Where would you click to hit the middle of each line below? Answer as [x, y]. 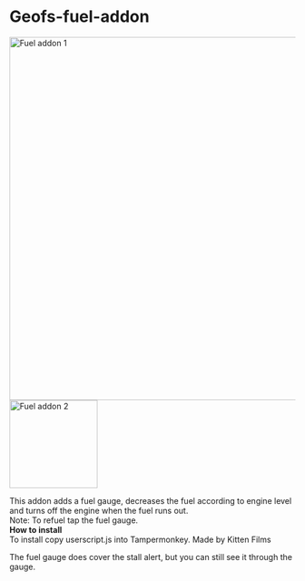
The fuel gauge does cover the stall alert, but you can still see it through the [151, 556]
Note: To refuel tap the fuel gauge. [74, 520]
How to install [36, 529]
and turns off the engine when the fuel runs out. [99, 510]
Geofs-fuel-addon [79, 17]
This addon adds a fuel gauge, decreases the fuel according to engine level [151, 500]
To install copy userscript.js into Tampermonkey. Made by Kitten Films [140, 539]
